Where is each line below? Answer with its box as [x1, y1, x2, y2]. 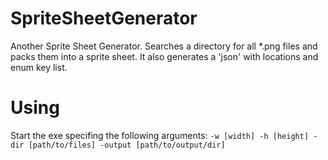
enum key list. [10, 61, 68, 73]
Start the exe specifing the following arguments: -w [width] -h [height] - [10, 129, 318, 141]
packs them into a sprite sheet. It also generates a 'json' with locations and [10, 50, 319, 62]
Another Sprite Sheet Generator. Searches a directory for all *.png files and [10, 40, 318, 52]
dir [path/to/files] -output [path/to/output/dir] [10, 140, 226, 150]
